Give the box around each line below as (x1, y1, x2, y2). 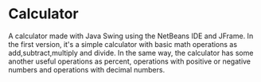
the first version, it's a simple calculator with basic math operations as (8, 39, 237, 49)
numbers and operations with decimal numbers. (8, 64, 166, 74)
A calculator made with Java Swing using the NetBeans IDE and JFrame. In (8, 31, 254, 41)
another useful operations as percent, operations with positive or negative (8, 57, 251, 66)
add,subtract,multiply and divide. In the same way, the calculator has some (8, 48, 254, 57)
